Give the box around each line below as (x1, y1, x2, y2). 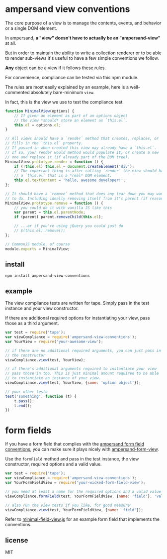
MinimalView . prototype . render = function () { (5, 159, 103, 164)
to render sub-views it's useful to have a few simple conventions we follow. (5, 55, 159, 61)
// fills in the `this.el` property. (5, 141, 83, 146)
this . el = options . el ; (14, 122, 61, 127)
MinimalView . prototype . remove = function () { (5, 201, 103, 206)
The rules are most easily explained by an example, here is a (5, 84, 129, 90)
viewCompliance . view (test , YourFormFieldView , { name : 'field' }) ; (5, 507, 143, 512)
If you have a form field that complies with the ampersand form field (5, 441, 145, 447)
